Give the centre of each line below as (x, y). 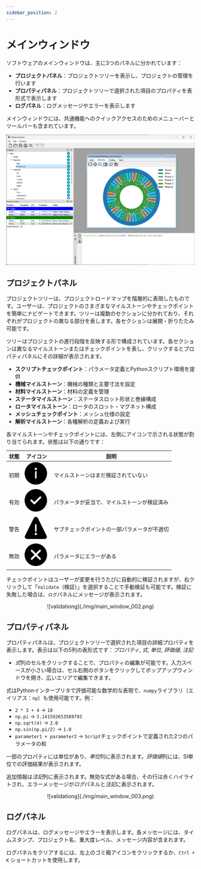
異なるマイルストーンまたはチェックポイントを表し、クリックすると (100, 349)
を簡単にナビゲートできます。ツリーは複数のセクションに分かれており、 (95, 314)
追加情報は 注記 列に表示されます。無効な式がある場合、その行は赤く (90, 777)
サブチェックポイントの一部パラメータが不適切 (111, 529)
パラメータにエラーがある (85, 556)
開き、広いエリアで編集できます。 (72, 678)
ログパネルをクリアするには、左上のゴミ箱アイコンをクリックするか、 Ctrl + (100, 852)
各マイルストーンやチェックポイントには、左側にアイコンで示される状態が (98, 434)
